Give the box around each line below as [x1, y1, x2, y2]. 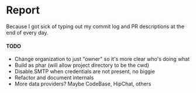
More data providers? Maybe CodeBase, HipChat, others [14, 80, 152, 88]
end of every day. [6, 29, 49, 36]
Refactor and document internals [14, 74, 94, 81]
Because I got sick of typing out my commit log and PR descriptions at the [6, 23, 185, 30]
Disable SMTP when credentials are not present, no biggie [14, 68, 155, 75]
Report [6, 4, 40, 17]
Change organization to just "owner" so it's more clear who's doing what [14, 56, 190, 63]
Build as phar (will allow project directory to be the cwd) [14, 62, 149, 69]
